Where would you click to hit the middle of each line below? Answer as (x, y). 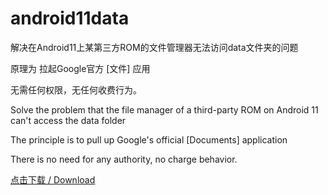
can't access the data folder (68, 120)
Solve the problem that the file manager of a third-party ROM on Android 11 (164, 109)
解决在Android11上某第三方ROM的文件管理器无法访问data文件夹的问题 (154, 47)
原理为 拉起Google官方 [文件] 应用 (80, 68)
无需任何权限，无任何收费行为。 (76, 89)
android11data (70, 18)
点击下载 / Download (53, 179)
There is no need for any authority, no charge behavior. (124, 159)
